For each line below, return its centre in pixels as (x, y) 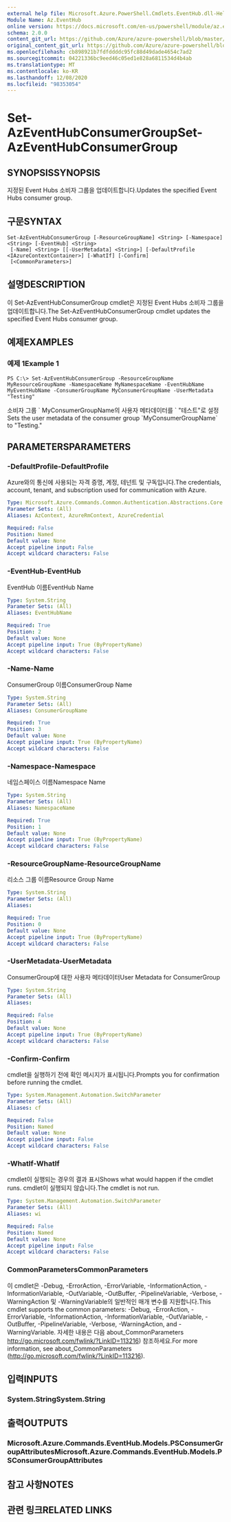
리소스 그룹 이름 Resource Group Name (60, 880)
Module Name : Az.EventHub (44, 20)
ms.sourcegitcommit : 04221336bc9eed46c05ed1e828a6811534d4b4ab (100, 59)
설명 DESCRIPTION (46, 284)
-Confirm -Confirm (38, 1059)
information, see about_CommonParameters (69, 1348)
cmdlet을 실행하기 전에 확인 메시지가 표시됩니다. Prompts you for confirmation (113, 1075)
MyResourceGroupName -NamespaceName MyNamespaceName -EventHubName (106, 384)
